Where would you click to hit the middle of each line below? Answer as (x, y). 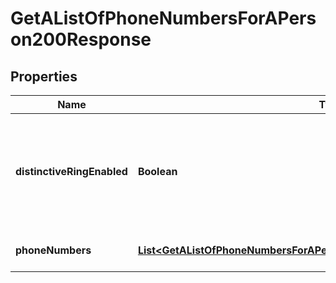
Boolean (157, 171)
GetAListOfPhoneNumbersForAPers (163, 18)
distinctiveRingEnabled (71, 171)
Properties (44, 76)
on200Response (81, 39)
